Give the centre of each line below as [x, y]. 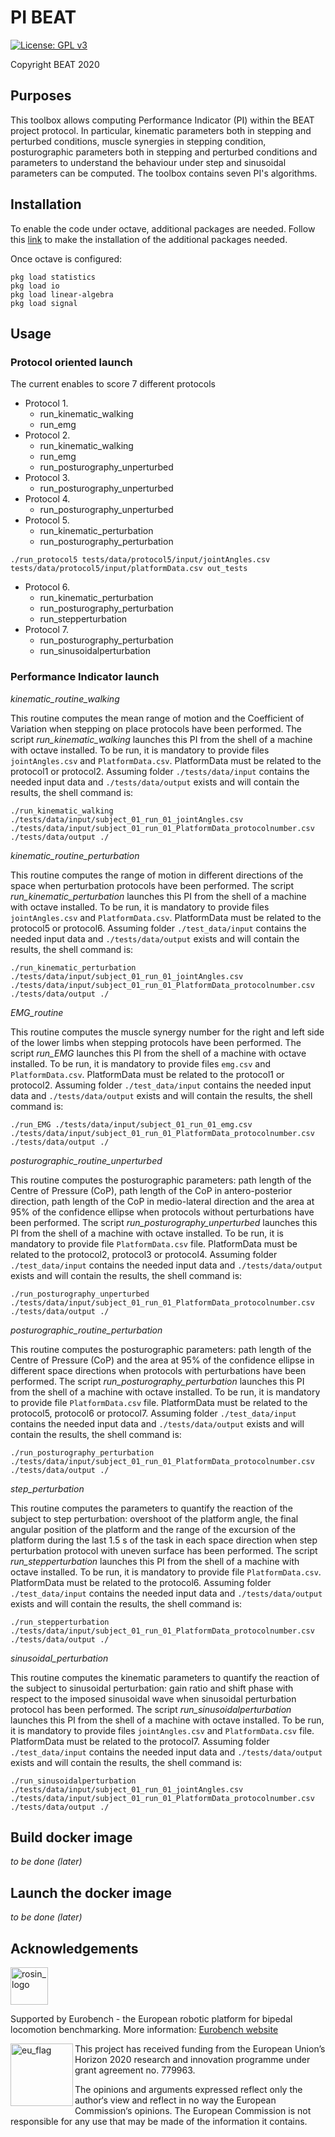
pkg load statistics [53, 277]
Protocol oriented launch [71, 362]
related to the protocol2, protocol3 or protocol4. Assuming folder [144, 1254]
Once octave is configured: [66, 258]
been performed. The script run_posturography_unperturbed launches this [164, 1222]
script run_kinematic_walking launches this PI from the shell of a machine [161, 739]
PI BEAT [43, 17]
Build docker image [71, 1837]
